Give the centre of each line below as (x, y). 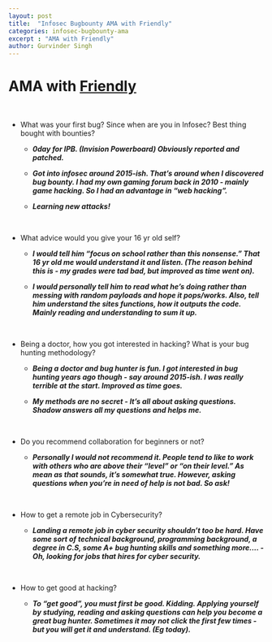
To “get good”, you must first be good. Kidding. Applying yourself (146, 604)
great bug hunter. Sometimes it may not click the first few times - (145, 621)
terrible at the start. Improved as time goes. (107, 386)
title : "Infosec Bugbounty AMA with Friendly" (91, 24)
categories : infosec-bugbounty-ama (69, 31)
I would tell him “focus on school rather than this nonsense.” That (146, 254)
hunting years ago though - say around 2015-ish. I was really (138, 377)
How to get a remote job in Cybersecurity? (91, 515)
